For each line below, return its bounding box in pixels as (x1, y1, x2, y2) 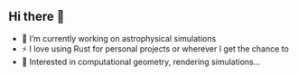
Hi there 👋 (8, 9, 65, 24)
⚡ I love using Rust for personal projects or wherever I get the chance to (21, 43, 290, 54)
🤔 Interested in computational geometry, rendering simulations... (21, 56, 261, 67)
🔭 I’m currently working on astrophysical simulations (21, 33, 217, 43)
